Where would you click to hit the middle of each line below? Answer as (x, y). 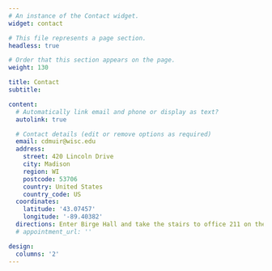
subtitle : (25, 90)
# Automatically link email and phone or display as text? (117, 112)
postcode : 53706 (51, 179)
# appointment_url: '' (54, 231)
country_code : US (52, 194)
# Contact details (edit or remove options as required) (114, 134)
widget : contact (36, 23)
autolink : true (41, 119)
